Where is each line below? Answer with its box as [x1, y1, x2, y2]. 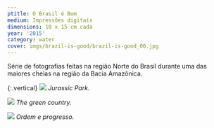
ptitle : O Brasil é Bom [7, 10, 77, 17]
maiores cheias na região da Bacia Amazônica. [7, 69, 143, 78]
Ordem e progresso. [15, 113, 75, 121]
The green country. [15, 99, 72, 106]
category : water [7, 36, 55, 43]
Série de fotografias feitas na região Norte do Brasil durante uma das [7, 62, 208, 70]
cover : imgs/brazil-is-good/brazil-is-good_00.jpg [7, 43, 159, 50]
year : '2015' [7, 29, 46, 37]
